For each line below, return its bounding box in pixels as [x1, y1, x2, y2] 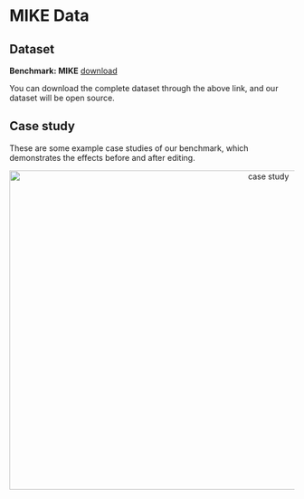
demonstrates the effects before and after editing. [9, 152, 196, 163]
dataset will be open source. [9, 92, 115, 103]
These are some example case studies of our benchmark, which [9, 142, 249, 154]
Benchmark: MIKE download [9, 65, 118, 76]
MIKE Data [9, 5, 90, 26]
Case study [9, 118, 75, 134]
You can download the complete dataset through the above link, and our [9, 83, 279, 93]
